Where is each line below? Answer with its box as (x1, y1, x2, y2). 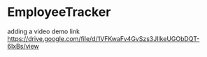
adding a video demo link (7, 27, 80, 35)
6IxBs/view (7, 42, 40, 50)
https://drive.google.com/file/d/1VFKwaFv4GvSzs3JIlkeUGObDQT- (7, 34, 200, 42)
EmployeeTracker (7, 4, 111, 20)
